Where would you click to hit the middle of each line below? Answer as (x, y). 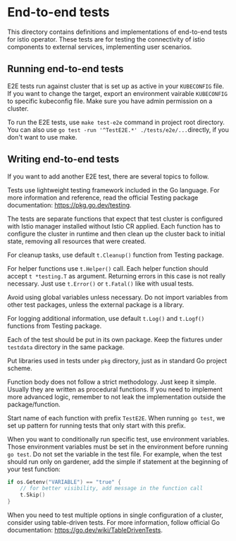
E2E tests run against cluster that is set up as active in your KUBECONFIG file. (116, 86)
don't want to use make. (42, 137)
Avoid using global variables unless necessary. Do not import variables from (118, 297)
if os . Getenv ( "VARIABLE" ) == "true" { (64, 482)
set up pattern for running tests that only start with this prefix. (97, 425)
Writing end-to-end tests (63, 159)
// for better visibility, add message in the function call (111, 488)
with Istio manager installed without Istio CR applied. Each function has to (114, 226)
